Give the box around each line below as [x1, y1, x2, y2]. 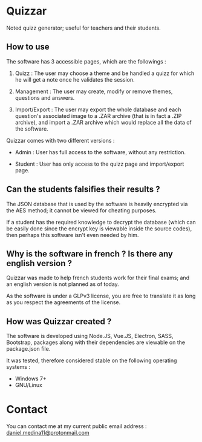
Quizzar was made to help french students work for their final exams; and [6, 274, 189, 282]
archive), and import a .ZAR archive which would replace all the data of [15, 119, 192, 126]
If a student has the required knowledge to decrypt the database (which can [6, 218, 197, 226]
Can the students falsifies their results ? [6, 184, 160, 195]
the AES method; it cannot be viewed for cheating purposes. [6, 207, 157, 214]
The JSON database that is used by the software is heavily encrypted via [6, 200, 188, 207]
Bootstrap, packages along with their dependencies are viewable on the [6, 339, 186, 346]
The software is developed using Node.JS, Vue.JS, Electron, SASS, [6, 333, 174, 340]
